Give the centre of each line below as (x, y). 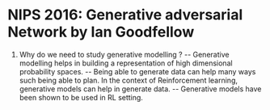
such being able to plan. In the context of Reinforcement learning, (128, 80)
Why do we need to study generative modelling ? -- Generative (124, 54)
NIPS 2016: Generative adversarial (125, 15)
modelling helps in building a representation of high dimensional (126, 63)
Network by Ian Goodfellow (101, 32)
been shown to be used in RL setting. (81, 97)
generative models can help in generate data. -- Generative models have (140, 89)
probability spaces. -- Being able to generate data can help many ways (137, 71)
